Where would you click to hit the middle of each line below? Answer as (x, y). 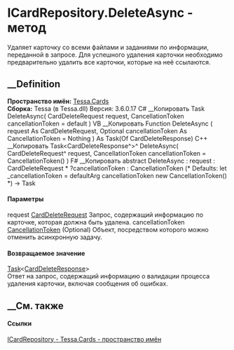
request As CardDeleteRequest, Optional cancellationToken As (97, 130)
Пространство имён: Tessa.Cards (58, 101)
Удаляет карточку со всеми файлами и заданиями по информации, (108, 47)
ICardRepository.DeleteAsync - (100, 13)
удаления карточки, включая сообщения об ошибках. (88, 284)
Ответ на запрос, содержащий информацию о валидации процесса (109, 276)
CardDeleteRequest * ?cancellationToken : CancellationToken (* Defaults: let (117, 168)
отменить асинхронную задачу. (55, 237)
